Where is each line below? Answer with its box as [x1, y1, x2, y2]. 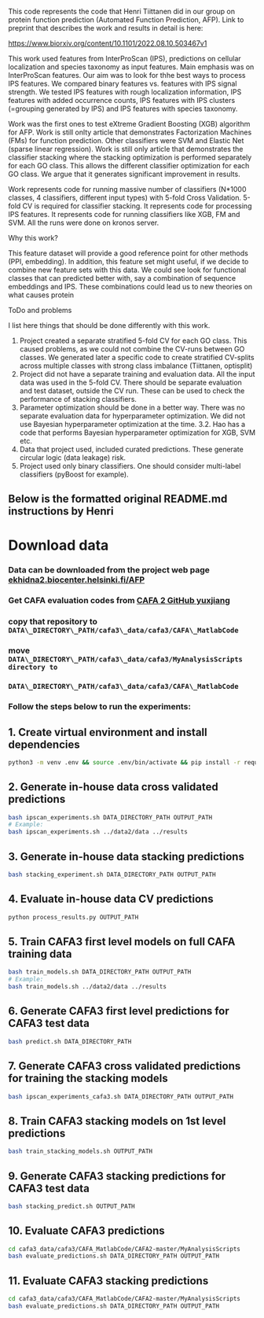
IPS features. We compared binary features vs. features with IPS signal [8, 79, 237, 88]
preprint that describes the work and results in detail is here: [8, 24, 203, 32]
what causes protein [8, 290, 75, 300]
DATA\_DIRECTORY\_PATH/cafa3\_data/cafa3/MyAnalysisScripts [8, 655, 244, 664]
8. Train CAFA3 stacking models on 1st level [8, 1114, 226, 1128]
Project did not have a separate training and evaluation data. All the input [19, 370, 255, 378]
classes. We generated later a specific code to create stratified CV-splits [19, 353, 255, 362]
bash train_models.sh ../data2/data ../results [8, 983, 167, 991]
